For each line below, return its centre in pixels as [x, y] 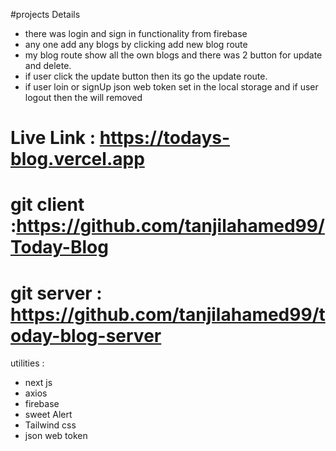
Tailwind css [50, 425]
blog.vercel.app [77, 159]
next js [38, 383]
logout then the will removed [83, 97]
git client [47, 205]
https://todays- [165, 138]
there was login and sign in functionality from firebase [136, 33]
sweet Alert [48, 415]
